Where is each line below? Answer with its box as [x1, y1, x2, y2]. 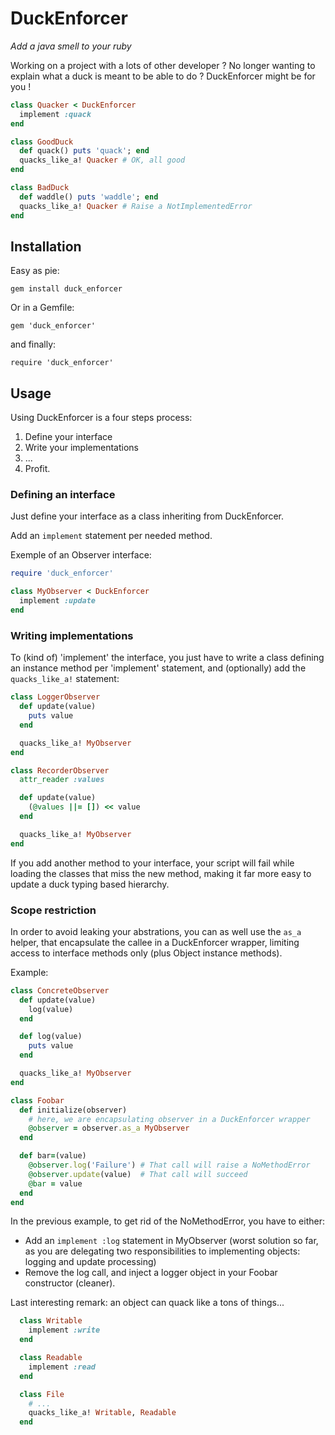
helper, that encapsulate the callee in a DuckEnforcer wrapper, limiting [10, 936, 300, 948]
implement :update [19, 596, 97, 606]
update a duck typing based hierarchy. [10, 878, 170, 890]
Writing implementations [10, 628, 134, 642]
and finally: [10, 338, 57, 351]
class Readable [19, 1353, 83, 1363]
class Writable [19, 1316, 83, 1326]
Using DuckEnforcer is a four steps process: [10, 412, 193, 424]
